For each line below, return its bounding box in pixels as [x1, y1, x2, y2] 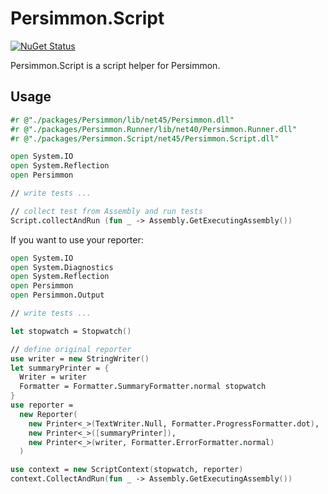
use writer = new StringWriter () [10, 353, 150, 364]
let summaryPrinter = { [10, 363, 110, 373]
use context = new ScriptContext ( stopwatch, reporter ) [10, 465, 244, 475]
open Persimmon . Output [10, 290, 105, 301]
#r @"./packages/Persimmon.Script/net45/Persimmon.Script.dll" [10, 133, 280, 144]
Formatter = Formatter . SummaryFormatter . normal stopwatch [19, 382, 267, 392]
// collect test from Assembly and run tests [10, 206, 203, 216]
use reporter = [10, 400, 74, 410]
